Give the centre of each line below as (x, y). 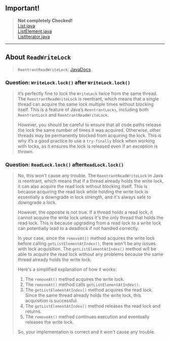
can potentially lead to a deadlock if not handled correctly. (78, 228)
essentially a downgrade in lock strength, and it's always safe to (84, 197)
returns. (33, 311)
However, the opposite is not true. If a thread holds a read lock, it (85, 212)
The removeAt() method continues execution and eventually (87, 317)
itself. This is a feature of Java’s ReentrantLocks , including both (83, 109)
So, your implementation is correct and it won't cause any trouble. (86, 332)
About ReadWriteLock (38, 57)
